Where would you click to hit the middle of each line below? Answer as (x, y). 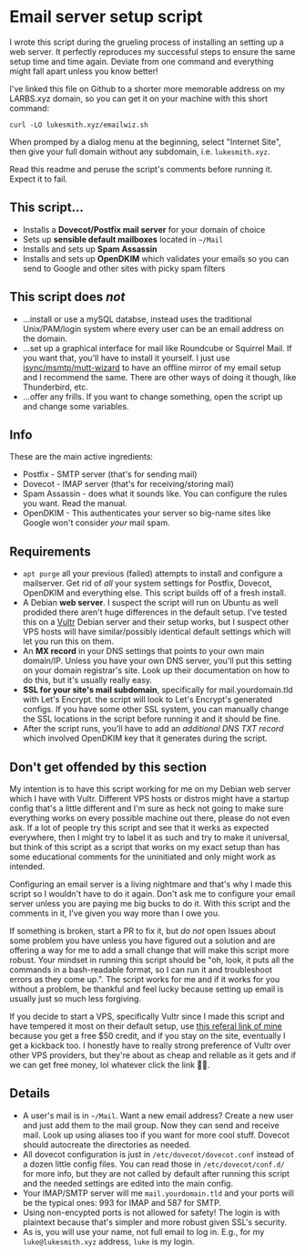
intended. (27, 867)
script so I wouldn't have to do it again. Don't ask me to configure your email (152, 894)
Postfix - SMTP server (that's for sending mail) (110, 474)
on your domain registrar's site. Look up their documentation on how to (156, 670)
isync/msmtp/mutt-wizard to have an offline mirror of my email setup (152, 368)
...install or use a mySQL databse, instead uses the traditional (137, 319)
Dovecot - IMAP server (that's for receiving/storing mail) (128, 484)
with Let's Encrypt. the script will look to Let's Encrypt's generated (147, 700)
